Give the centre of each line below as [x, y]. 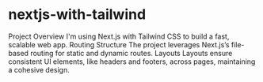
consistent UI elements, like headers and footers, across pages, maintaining [132, 61]
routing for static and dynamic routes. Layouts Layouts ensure [131, 53]
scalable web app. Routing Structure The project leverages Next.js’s [119, 44]
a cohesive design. [39, 69]
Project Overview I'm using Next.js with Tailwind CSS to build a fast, [119, 36]
